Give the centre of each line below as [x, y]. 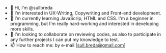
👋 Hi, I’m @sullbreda [31, 8]
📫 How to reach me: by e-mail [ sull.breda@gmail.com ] [68, 45]
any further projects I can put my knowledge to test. [64, 39]
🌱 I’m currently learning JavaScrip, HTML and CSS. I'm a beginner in [82, 18]
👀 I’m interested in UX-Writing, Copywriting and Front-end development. [86, 13]
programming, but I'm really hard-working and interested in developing [84, 23]
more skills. [22, 29]
